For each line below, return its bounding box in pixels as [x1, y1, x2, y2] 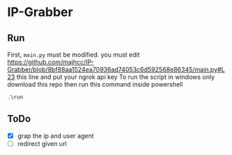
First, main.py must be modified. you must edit [7, 50, 140, 59]
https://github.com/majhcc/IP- [7, 58, 94, 66]
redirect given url [17, 139, 67, 147]
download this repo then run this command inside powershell [7, 80, 183, 88]
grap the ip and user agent [17, 131, 94, 140]
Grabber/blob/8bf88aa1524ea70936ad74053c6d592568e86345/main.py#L [7, 66, 225, 73]
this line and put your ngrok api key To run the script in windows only [16, 73, 215, 81]
